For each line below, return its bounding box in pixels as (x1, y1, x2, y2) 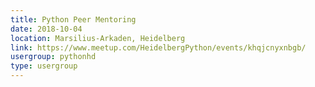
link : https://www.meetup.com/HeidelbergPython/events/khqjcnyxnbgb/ (10, 42, 307, 53)
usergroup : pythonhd (10, 52, 97, 62)
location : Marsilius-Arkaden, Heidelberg (10, 33, 186, 43)
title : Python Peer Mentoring (10, 14, 137, 25)
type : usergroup (10, 61, 78, 71)
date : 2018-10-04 (10, 24, 83, 34)
